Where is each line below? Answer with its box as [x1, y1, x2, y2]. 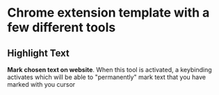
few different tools [7, 19, 116, 35]
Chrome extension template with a [7, 5, 210, 21]
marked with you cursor [7, 80, 76, 88]
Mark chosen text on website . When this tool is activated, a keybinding [7, 66, 212, 74]
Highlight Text [7, 47, 70, 59]
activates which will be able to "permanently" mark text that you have [7, 73, 206, 81]
